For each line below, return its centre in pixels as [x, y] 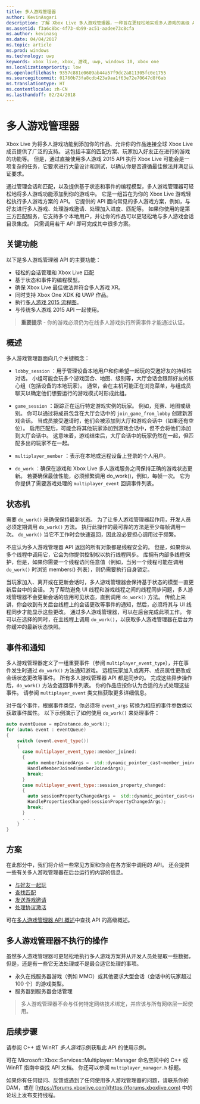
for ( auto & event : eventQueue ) [46, 730]
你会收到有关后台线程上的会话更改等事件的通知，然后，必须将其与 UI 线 [104, 604]
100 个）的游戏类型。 [41, 984]
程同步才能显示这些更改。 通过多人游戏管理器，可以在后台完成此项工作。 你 [99, 612]
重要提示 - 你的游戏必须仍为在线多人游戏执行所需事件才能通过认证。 [104, 322]
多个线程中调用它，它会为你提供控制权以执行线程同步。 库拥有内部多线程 [96, 554]
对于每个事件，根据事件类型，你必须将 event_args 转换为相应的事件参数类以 [99, 705]
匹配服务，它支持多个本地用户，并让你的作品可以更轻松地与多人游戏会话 [105, 216]
